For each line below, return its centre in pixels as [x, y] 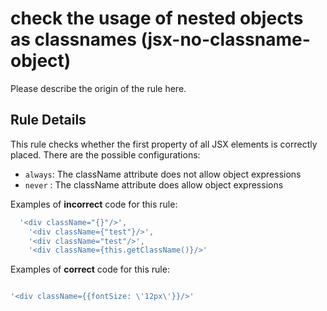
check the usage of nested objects [157, 18]
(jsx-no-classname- [225, 39]
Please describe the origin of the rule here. [98, 88]
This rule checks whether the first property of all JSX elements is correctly [164, 144]
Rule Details [48, 120]
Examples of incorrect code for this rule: [94, 204]
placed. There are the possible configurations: [105, 154]
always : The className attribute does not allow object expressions [163, 174]
